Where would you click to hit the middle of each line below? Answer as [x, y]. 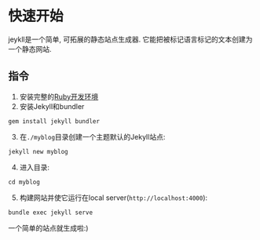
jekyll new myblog [38, 151]
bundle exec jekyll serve [50, 213]
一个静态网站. [30, 49]
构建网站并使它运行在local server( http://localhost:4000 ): [114, 198]
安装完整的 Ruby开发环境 [59, 96]
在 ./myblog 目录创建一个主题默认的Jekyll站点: [92, 136]
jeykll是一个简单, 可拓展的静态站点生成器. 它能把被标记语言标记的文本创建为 [130, 39]
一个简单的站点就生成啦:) [48, 227]
